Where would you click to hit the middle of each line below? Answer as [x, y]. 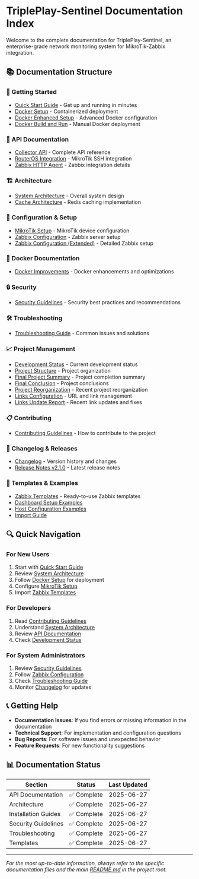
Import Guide [31, 515]
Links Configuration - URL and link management [73, 396]
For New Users [28, 554]
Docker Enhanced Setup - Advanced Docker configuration [86, 118]
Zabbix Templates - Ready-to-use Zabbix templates [78, 496]
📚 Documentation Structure [59, 72]
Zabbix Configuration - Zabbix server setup [68, 237]
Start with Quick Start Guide [49, 567]
